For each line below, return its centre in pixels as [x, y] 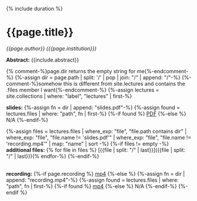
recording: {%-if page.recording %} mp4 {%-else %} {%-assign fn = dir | [96, 173]
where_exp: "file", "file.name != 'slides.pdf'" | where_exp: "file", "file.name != [99, 137]
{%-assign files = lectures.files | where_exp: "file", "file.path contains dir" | [96, 131]
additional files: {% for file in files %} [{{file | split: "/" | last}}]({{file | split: [96, 150]
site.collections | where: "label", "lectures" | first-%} [69, 96]
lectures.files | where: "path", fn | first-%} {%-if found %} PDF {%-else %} [96, 114]
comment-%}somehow [34, 83]
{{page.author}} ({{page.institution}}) [51, 48]
